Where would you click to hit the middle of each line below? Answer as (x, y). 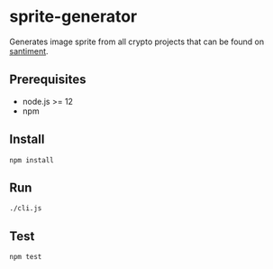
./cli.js (26, 209)
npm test (26, 257)
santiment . (29, 51)
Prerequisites (48, 80)
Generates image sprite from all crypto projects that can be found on (137, 42)
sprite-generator (73, 17)
